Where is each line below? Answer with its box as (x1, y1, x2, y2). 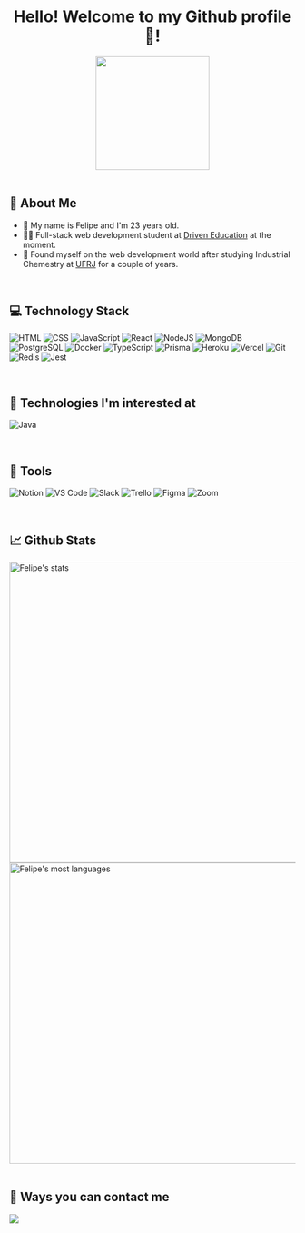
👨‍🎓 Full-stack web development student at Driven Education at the (22, 229, 271, 240)
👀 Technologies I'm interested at (9, 395, 197, 411)
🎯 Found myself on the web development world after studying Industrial (22, 248, 290, 260)
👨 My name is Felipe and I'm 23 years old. (22, 220, 180, 231)
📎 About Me (9, 195, 77, 211)
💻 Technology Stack (9, 303, 130, 319)
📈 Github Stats (9, 532, 97, 548)
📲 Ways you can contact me (9, 1189, 170, 1205)
